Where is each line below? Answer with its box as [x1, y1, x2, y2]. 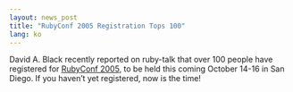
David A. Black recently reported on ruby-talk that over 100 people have [9, 54, 273, 65]
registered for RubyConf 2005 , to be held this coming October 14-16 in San [9, 63, 285, 74]
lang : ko [9, 29, 42, 38]
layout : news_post [9, 13, 78, 22]
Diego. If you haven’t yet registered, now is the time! [9, 73, 201, 84]
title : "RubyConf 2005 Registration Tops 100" [9, 21, 186, 30]
